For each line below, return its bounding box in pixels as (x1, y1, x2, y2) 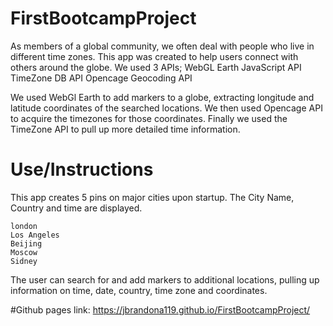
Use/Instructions (10, 158, 154, 181)
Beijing (10, 238, 43, 249)
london (10, 221, 38, 231)
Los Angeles (10, 230, 60, 240)
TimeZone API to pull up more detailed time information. (10, 123, 241, 135)
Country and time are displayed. (10, 202, 143, 214)
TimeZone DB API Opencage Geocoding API (10, 72, 193, 84)
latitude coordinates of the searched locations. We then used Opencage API (10, 102, 323, 114)
